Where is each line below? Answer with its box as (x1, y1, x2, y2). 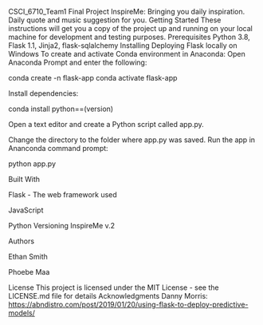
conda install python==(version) (8, 104, 114, 113)
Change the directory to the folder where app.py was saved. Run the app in (8, 135, 256, 145)
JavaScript (8, 205, 44, 215)
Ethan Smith (8, 252, 48, 261)
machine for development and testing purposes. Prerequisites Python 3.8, (8, 32, 251, 42)
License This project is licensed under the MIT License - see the (8, 283, 219, 292)
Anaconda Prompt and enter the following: (8, 57, 147, 67)
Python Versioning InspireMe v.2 (8, 221, 116, 230)
